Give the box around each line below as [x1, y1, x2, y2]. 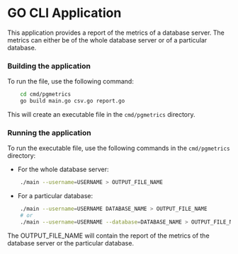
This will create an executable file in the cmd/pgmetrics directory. [7, 110, 196, 118]
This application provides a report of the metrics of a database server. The [7, 28, 225, 37]
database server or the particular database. [7, 238, 135, 247]
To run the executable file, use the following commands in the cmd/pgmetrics [7, 144, 230, 153]
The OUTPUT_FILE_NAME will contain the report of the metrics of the [7, 231, 210, 240]
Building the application [7, 61, 91, 71]
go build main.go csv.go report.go [20, 98, 125, 105]
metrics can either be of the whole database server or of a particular [7, 35, 208, 44]
